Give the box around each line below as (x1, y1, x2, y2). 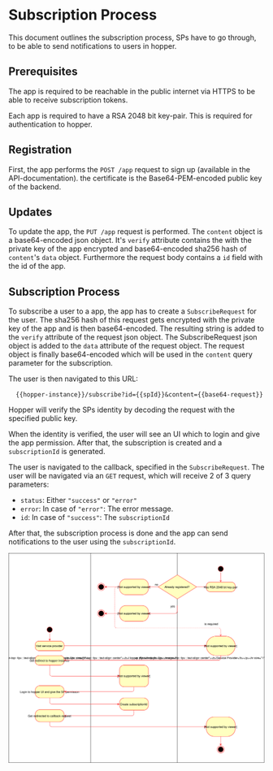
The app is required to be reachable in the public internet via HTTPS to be (8, 86, 256, 96)
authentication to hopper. (8, 119, 93, 129)
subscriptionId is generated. (8, 447, 106, 457)
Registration (8, 143, 72, 157)
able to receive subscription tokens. (8, 95, 128, 105)
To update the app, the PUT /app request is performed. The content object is (8, 227, 263, 236)
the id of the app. (8, 262, 67, 271)
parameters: (8, 479, 50, 489)
